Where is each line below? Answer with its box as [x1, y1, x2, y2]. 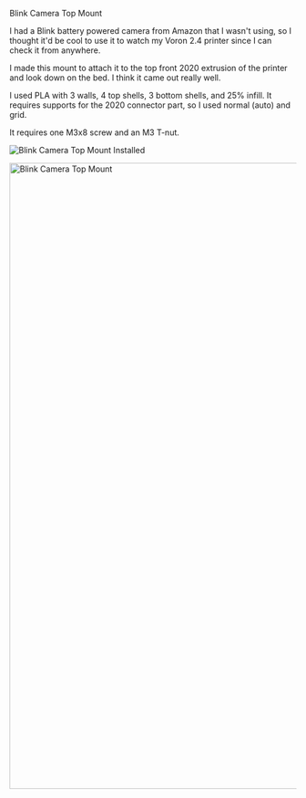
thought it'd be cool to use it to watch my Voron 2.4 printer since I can [9, 36, 272, 46]
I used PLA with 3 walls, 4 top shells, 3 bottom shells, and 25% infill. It [9, 90, 272, 100]
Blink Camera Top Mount [9, 8, 103, 18]
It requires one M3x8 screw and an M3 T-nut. [9, 127, 180, 138]
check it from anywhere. [9, 45, 101, 56]
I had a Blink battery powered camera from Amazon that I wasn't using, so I [9, 26, 292, 36]
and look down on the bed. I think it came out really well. [9, 72, 221, 83]
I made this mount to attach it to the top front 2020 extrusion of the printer [9, 63, 289, 73]
